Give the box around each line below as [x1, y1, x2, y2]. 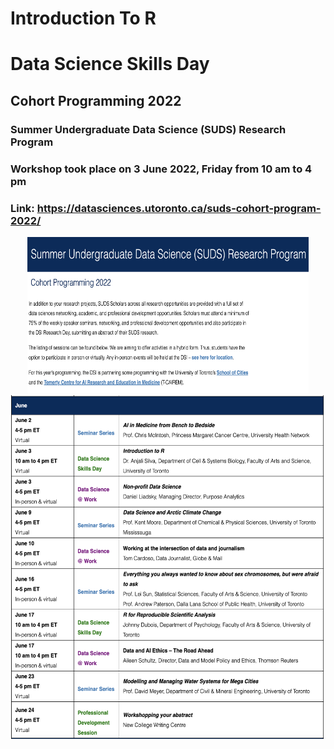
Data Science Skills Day [10, 53, 210, 76]
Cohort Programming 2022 [10, 92, 182, 109]
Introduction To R [10, 7, 157, 30]
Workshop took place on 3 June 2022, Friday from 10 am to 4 [10, 162, 313, 176]
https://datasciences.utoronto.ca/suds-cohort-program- [36, 201, 322, 215]
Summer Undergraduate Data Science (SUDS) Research [10, 122, 287, 136]
